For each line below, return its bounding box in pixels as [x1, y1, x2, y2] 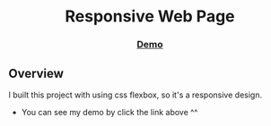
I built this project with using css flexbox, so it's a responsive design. [8, 89, 262, 100]
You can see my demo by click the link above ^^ [21, 106, 198, 117]
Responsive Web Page [65, 6, 235, 27]
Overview [8, 65, 65, 81]
